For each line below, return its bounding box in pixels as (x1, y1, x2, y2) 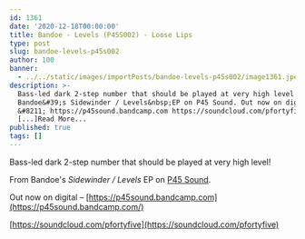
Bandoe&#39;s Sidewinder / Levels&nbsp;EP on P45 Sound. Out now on (17, 97, 282, 107)
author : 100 (9, 55, 54, 65)
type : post (9, 38, 51, 48)
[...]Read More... (17, 115, 88, 124)
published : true (9, 124, 71, 133)
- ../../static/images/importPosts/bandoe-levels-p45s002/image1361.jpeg (17, 73, 302, 82)
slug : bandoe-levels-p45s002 (9, 47, 120, 56)
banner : (9, 65, 39, 74)
